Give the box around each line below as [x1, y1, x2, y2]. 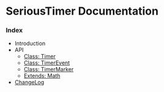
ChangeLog [14, 79, 45, 86]
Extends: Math [23, 72, 61, 80]
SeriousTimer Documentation [6, 4, 158, 18]
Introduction [14, 40, 46, 47]
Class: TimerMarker [23, 66, 74, 73]
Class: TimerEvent [23, 59, 70, 66]
